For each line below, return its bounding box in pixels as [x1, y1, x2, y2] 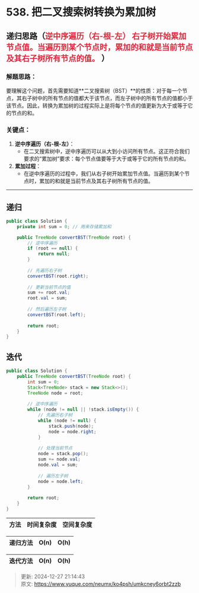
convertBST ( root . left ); [27, 311, 86, 318]
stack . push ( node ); [48, 423, 94, 429]
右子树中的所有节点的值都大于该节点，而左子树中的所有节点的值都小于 [21, 94, 193, 102]
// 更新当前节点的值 [27, 284, 71, 290]
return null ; [37, 251, 70, 257]
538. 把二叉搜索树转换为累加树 [6, 5, 156, 19]
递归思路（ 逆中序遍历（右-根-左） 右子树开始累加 [6, 31, 187, 41]
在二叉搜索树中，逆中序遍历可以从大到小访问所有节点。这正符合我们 [23, 148, 190, 155]
